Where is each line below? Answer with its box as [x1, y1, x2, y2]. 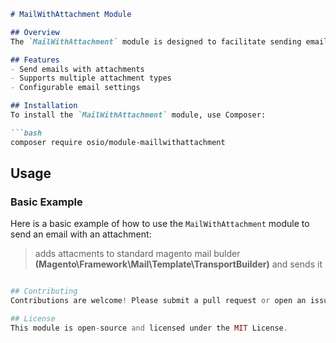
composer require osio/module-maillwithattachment [10, 137, 226, 147]
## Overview [10, 27, 60, 37]
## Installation [10, 101, 78, 111]
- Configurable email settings [10, 83, 141, 93]
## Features [10, 55, 60, 65]
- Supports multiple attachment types [10, 73, 172, 84]
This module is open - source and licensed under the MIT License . [10, 323, 288, 333]
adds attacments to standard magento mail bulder [34, 248, 241, 260]
